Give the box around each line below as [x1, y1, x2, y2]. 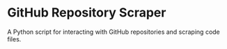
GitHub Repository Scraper [7, 5, 166, 21]
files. [7, 35, 22, 43]
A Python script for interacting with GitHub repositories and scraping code [7, 28, 221, 36]
